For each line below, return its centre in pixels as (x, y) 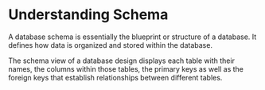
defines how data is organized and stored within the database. (111, 45)
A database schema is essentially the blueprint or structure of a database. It (132, 37)
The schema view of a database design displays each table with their (121, 61)
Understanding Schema (88, 15)
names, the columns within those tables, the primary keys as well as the (126, 68)
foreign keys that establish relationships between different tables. (115, 77)
